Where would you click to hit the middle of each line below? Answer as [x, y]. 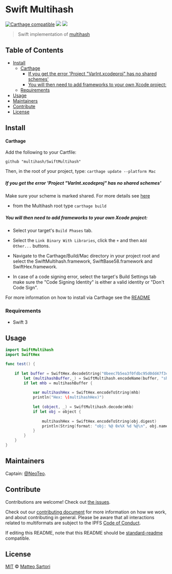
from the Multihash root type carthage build [59, 206]
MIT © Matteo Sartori [28, 567]
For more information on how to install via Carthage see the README [78, 298]
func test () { [20, 364]
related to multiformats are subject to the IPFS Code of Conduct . [73, 523]
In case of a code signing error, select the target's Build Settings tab [84, 277]
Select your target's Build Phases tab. [52, 231]
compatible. [18, 538]
